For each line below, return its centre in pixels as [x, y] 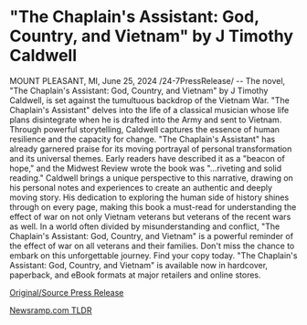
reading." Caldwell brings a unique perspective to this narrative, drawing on [152, 178]
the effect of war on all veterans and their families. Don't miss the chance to [152, 246]
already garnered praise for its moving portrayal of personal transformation [151, 149]
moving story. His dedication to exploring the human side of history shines [149, 197]
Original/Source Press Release [67, 292]
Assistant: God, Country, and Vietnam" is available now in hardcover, [138, 265]
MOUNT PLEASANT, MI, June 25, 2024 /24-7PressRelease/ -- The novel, [148, 80]
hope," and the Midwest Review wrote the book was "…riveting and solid [146, 168]
